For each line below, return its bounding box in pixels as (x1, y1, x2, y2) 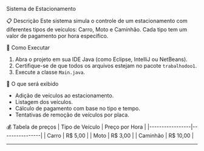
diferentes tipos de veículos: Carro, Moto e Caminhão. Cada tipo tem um (6, 26, 187, 33)
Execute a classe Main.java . (15, 69, 85, 75)
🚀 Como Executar (6, 44, 50, 51)
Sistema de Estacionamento (6, 5, 76, 12)
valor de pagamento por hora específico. (6, 33, 109, 39)
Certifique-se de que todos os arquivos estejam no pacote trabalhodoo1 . (15, 62, 197, 69)
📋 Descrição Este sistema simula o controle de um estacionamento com (6, 18, 188, 24)
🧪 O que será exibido (6, 80, 59, 87)
